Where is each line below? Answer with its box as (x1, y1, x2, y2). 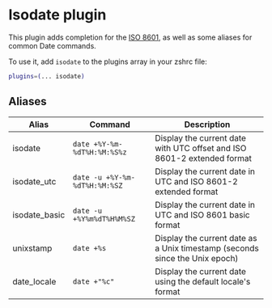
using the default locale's (155, 276, 251, 287)
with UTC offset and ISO (155, 142, 247, 154)
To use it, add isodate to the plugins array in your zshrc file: (8, 57, 208, 66)
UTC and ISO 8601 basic (155, 209, 250, 220)
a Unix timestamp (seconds (155, 243, 259, 254)
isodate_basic (12, 209, 66, 220)
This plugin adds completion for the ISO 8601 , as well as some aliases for (8, 32, 253, 42)
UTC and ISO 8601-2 (155, 175, 239, 187)
